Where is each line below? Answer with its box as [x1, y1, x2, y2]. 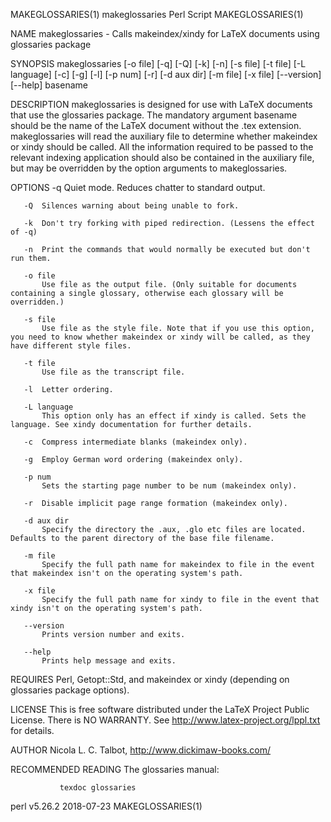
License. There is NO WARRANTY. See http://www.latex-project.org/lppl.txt [10, 714, 321, 726]
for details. [10, 725, 55, 736]
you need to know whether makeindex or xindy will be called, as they [10, 332, 311, 342]
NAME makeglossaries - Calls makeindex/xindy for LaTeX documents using [10, 28, 320, 39]
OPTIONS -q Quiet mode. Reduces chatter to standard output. [10, 182, 266, 193]
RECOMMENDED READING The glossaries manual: [10, 764, 220, 775]
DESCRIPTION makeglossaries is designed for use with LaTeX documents [10, 99, 313, 110]
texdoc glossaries [59, 783, 137, 793]
